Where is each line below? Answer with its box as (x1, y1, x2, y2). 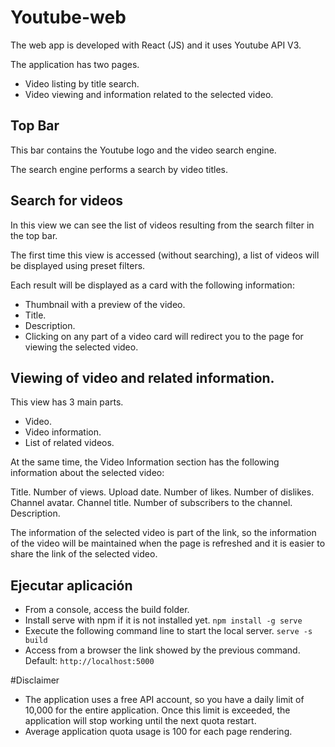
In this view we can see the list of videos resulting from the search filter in (10, 219, 315, 231)
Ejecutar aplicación (10, 577, 133, 594)
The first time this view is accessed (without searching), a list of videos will (10, 249, 320, 261)
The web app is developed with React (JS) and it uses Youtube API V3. (10, 39, 302, 51)
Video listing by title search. (24, 77, 140, 90)
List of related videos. (24, 437, 115, 449)
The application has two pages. (10, 58, 140, 70)
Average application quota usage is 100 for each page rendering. (24, 726, 293, 738)
